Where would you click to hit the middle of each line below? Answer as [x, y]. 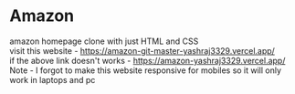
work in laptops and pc [53, 79]
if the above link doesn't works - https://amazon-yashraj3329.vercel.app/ [147, 60]
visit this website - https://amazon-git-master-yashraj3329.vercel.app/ [142, 50]
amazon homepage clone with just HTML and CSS [104, 41]
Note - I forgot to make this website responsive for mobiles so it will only [145, 70]
